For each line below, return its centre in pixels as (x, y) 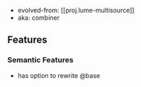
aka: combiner (39, 18)
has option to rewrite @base (59, 75)
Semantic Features (40, 60)
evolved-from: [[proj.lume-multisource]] (76, 10)
